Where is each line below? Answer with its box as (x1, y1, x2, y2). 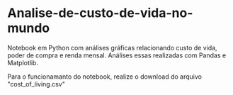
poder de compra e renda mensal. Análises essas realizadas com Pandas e (7, 51, 227, 60)
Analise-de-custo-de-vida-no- (7, 5, 193, 21)
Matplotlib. (7, 58, 39, 67)
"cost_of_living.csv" (7, 79, 66, 88)
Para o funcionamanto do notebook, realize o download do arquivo (7, 72, 202, 81)
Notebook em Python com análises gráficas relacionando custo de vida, (7, 43, 217, 52)
